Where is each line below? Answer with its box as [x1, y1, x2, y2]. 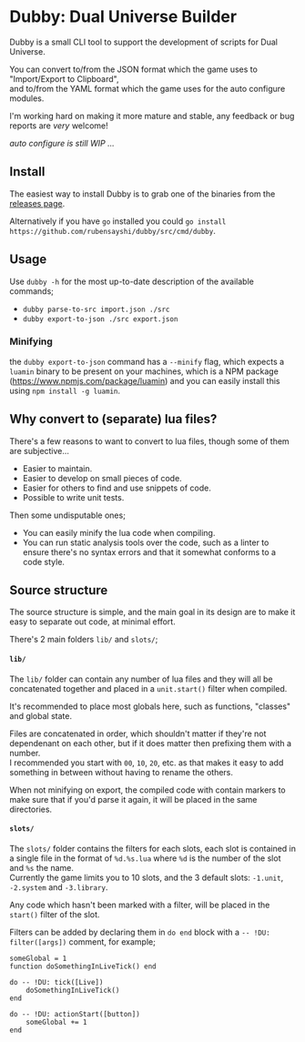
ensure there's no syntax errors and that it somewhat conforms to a [22, 546, 276, 557]
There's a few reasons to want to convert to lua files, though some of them [9, 435, 290, 447]
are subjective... [9, 445, 70, 456]
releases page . [9, 197, 66, 208]
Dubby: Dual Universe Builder [9, 6, 238, 27]
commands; [9, 285, 55, 297]
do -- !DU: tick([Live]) [9, 977, 104, 986]
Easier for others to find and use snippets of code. [22, 482, 211, 493]
